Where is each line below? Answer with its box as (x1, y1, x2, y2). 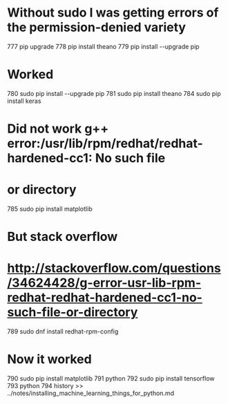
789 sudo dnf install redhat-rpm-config (7, 327, 119, 336)
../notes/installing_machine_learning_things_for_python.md (7, 389, 175, 398)
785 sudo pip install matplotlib (7, 205, 93, 213)
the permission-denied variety (7, 19, 187, 35)
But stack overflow (7, 229, 118, 244)
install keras (7, 97, 41, 105)
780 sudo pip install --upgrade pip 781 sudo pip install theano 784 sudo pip (7, 89, 221, 97)
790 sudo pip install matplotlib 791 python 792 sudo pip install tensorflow (7, 374, 216, 383)
